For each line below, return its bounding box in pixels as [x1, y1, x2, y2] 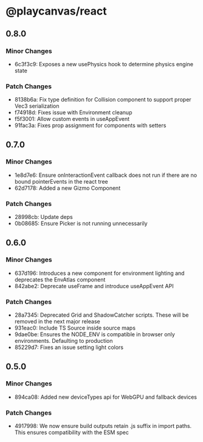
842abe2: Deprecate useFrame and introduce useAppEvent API [14, 282, 174, 289]
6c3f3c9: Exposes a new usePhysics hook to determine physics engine [14, 60, 194, 67]
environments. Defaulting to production [14, 337, 113, 345]
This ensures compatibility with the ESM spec [14, 429, 129, 436]
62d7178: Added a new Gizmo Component [14, 184, 121, 192]
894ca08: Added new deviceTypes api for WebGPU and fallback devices [14, 393, 197, 401]
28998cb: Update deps [14, 213, 74, 221]
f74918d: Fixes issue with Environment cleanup [14, 109, 132, 116]
